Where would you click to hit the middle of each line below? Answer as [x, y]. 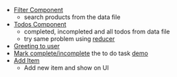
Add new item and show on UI [66, 68]
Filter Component [38, 10]
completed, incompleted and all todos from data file [97, 31]
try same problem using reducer [69, 39]
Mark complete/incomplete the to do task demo [81, 53]
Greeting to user [37, 46]
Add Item [26, 60]
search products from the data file [72, 17]
